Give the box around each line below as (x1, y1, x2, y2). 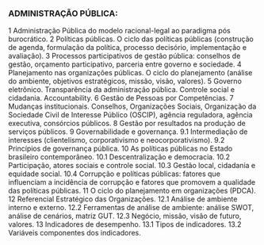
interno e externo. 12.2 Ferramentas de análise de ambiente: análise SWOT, (8, 203, 254, 212)
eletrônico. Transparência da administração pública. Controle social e (8, 85, 235, 94)
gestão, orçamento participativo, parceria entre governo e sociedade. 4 (8, 59, 242, 69)
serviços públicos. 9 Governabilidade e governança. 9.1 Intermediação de (8, 127, 248, 136)
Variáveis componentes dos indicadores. (8, 228, 141, 238)
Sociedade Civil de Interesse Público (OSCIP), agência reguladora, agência (8, 110, 253, 120)
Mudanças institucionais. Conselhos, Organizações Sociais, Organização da (8, 101, 257, 111)
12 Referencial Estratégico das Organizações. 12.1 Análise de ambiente (8, 194, 238, 204)
